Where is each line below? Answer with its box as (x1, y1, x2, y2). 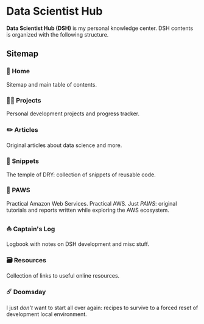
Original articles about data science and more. (6, 142, 122, 149)
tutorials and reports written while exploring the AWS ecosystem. (6, 206, 169, 214)
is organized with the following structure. (6, 31, 109, 38)
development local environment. (6, 310, 87, 318)
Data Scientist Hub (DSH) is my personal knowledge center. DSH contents (6, 24, 194, 32)
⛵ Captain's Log (6, 225, 55, 233)
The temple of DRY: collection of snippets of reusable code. (6, 171, 157, 178)
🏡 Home (6, 67, 30, 76)
